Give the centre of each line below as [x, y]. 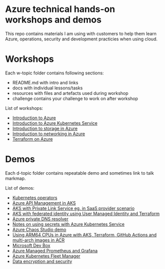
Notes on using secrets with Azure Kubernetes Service [68, 224]
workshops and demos [53, 20]
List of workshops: [24, 108]
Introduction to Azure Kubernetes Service [55, 123]
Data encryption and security [42, 261]
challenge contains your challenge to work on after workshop [75, 98]
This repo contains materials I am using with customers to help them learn [81, 33]
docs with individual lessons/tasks [47, 88]
